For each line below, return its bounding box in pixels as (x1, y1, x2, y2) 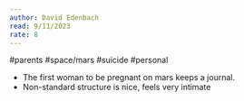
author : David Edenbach (9, 13, 100, 23)
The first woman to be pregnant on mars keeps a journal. (22, 72, 236, 83)
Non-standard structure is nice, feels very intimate (22, 82, 211, 93)
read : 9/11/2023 (9, 22, 71, 31)
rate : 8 (9, 30, 39, 39)
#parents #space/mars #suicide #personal (9, 55, 169, 66)
